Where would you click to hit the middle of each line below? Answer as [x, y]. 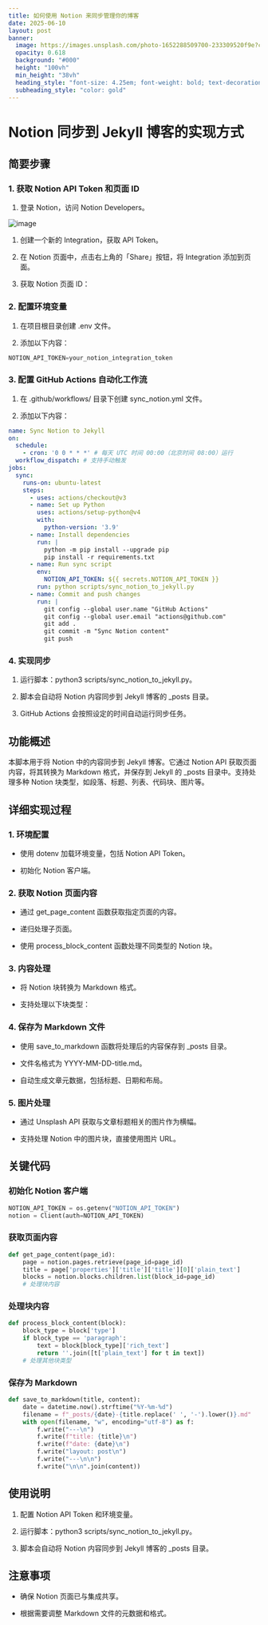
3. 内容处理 [30, 969]
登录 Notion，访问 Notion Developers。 [84, 208]
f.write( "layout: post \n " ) [82, 1452]
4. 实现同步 [30, 661]
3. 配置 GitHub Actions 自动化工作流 [78, 380]
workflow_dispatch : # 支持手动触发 [71, 460]
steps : [33, 490]
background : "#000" [48, 61]
